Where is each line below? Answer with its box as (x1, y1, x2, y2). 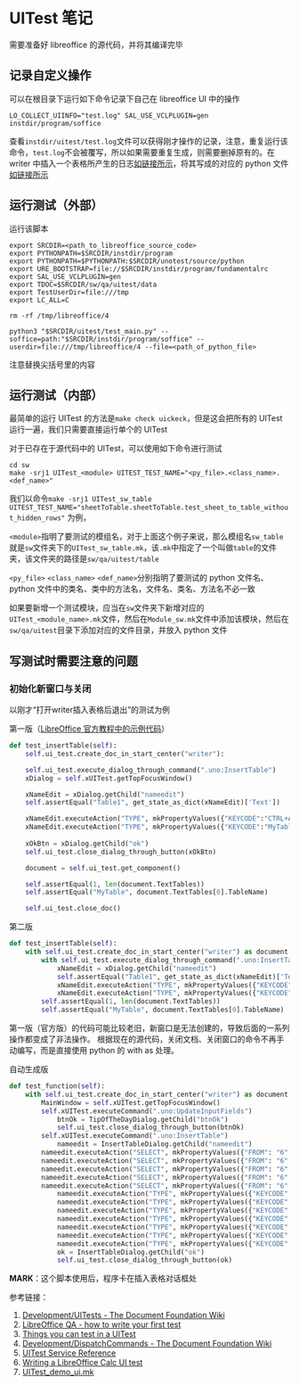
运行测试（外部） (9, 198, 103, 213)
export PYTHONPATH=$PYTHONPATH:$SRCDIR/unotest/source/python (9, 256, 245, 266)
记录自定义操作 (9, 68, 92, 83)
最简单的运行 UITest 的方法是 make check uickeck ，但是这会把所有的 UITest (9, 413, 283, 424)
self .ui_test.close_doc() (25, 904, 122, 913)
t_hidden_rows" (9, 514, 66, 523)
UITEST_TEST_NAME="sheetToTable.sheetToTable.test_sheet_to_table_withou (9, 503, 289, 513)
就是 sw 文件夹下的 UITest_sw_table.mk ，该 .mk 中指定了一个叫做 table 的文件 (9, 542, 278, 553)
